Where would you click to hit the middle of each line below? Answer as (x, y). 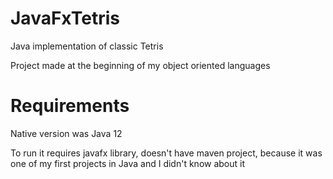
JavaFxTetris (65, 18)
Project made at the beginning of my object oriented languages (140, 65)
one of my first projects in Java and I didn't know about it (128, 163)
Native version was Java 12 (66, 133)
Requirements (70, 106)
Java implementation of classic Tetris (87, 46)
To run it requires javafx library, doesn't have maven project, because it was (166, 153)
